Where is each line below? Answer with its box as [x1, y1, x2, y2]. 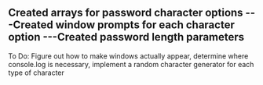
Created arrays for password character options [8, 6, 243, 19]
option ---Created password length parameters [8, 30, 245, 44]
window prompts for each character [55, 19, 236, 32]
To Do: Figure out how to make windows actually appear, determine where [8, 51, 249, 61]
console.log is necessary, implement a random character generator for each [8, 59, 254, 69]
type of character [8, 68, 65, 77]
